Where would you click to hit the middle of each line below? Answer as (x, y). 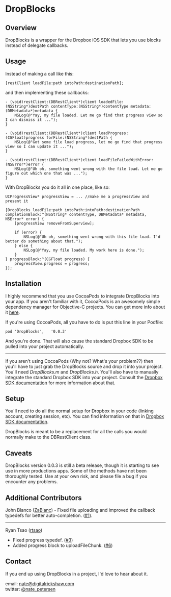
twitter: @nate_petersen (31, 589)
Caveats (19, 453)
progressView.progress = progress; (52, 263)
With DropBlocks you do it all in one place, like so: (58, 187)
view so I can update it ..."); (39, 146)
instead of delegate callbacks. (37, 45)
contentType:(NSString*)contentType (90, 106)
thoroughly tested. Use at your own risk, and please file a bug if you (76, 476)
